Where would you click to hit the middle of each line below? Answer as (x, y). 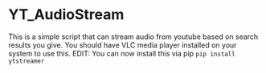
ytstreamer (27, 61)
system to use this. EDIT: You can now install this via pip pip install (122, 53)
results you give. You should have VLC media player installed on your (123, 44)
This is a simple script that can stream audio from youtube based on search (133, 36)
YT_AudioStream (66, 15)
